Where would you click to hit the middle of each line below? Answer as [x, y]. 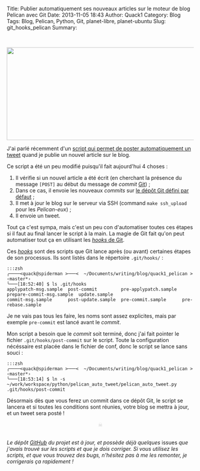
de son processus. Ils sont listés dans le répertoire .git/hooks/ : [85, 257]
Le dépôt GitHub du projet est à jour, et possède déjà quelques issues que [98, 442]
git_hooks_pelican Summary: [42, 27]
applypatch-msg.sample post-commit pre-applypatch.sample [92, 289]
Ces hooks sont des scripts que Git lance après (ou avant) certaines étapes [99, 251]
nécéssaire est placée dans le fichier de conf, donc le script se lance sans [97, 346]
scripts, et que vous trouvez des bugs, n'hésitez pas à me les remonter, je [97, 455]
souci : [15, 353]
